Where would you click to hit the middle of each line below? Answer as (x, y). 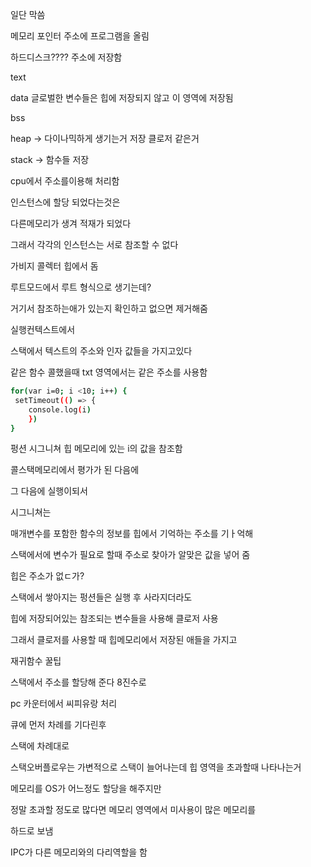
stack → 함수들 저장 (50, 159)
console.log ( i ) (60, 409)
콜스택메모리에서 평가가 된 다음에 (75, 470)
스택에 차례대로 (40, 746)
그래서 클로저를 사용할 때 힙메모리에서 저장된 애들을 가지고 (124, 640)
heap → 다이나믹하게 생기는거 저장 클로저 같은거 (105, 138)
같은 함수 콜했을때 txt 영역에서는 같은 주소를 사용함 (109, 372)
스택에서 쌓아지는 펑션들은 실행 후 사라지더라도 (101, 597)
